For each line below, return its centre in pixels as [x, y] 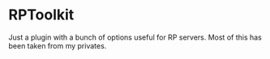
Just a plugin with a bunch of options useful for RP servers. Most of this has [135, 37]
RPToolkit [41, 15]
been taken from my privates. [58, 45]
